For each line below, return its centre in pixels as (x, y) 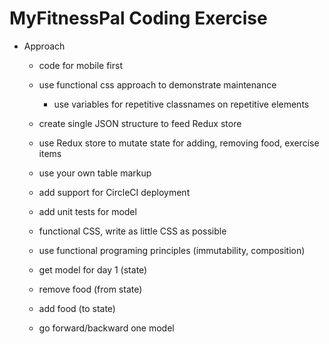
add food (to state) (77, 308)
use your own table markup (95, 173)
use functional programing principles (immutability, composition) (172, 250)
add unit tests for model (87, 211)
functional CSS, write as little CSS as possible (132, 231)
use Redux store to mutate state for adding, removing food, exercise (179, 143)
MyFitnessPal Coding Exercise (138, 18)
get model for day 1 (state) (93, 269)
